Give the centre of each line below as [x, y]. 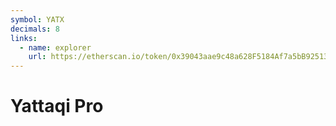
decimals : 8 [35, 29]
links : [24, 38]
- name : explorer [55, 47]
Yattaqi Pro [57, 106]
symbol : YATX [37, 19]
